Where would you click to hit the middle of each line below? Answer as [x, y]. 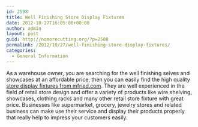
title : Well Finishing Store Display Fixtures [65, 17]
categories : [21, 51]
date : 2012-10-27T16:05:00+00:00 [48, 23]
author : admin [24, 28]
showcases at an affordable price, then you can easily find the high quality [98, 79]
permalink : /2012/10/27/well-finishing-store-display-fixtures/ [88, 45]
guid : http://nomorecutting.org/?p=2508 [58, 39]
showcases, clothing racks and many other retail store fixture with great [95, 98]
